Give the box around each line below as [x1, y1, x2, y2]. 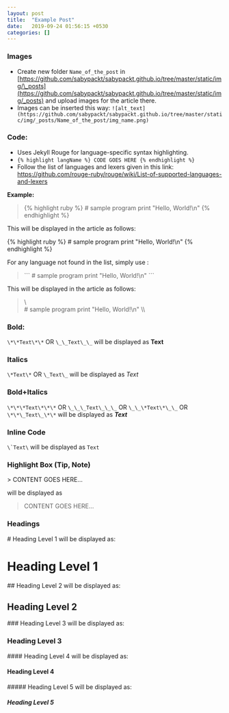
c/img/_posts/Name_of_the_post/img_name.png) [16, 117, 149, 124]
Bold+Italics [7, 387, 48, 397]
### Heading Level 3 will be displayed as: [7, 619, 125, 627]
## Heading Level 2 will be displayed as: [7, 581, 121, 589]
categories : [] [7, 29, 51, 36]
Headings [7, 519, 40, 529]
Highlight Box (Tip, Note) [7, 460, 91, 469]
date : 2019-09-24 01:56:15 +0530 [7, 23, 109, 29]
